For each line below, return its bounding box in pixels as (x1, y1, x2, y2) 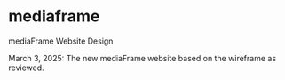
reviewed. (8, 62, 45, 73)
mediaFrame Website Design (8, 36, 114, 46)
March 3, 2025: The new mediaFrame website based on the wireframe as (8, 52, 277, 63)
